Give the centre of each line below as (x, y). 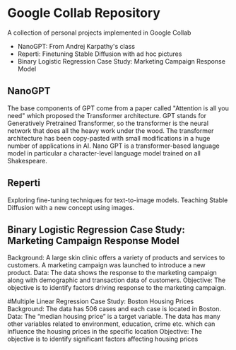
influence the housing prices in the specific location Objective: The (105, 332)
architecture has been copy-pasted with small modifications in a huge (109, 138)
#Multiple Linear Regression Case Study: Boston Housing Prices (101, 301)
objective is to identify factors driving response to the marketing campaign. (117, 288)
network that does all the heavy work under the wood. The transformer (111, 130)
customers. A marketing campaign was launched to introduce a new (107, 265)
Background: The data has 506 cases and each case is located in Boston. (114, 309)
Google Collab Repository (84, 13)
